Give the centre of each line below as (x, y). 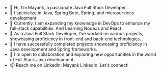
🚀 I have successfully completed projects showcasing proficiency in (78, 44)
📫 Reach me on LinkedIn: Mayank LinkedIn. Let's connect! (69, 65)
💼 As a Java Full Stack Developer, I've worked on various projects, (77, 34)
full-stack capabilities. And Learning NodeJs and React (66, 28)
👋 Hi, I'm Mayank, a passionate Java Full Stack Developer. (68, 8)
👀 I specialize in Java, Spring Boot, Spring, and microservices (72, 13)
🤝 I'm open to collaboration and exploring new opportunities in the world (83, 54)
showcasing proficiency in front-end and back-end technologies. (75, 39)
